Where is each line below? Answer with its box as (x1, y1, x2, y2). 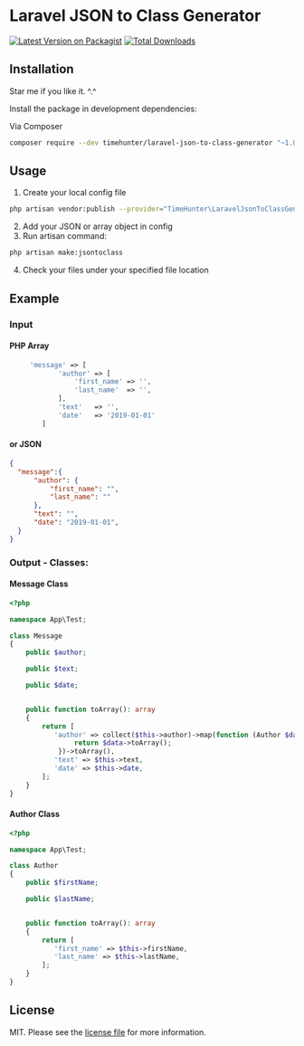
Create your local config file (22, 187, 127, 198)
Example (9, 290, 60, 306)
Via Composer (9, 120, 63, 131)
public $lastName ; (25, 895, 95, 904)
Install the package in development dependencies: (9, 103, 197, 114)
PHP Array (9, 340, 50, 351)
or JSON (9, 439, 43, 450)
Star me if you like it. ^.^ (9, 85, 97, 96)
